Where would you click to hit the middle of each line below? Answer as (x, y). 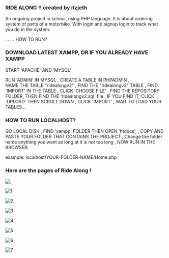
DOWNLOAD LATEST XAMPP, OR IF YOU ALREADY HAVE (77, 52)
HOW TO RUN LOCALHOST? (41, 120)
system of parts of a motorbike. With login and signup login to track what (82, 24)
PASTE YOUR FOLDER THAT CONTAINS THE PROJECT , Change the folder (84, 136)
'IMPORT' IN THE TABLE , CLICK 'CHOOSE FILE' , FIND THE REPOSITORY (82, 91)
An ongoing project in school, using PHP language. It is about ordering (79, 19)
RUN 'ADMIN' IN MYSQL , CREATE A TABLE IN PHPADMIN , (67, 80)
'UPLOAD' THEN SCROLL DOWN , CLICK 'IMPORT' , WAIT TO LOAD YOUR (83, 101)
